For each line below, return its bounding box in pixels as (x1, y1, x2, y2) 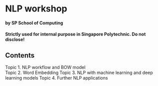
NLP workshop (5, 3, 67, 14)
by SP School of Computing (5, 19, 63, 25)
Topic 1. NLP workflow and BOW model (5, 64, 86, 70)
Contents (5, 51, 35, 59)
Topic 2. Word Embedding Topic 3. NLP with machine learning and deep (5, 69, 153, 75)
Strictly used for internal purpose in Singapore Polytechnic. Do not (5, 31, 146, 37)
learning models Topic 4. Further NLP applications (5, 75, 108, 81)
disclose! (5, 36, 25, 42)
